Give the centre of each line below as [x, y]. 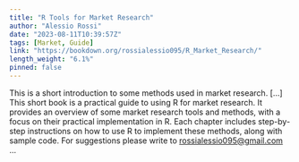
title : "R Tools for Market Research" [81, 17]
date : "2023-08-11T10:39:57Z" [66, 34]
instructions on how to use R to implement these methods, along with [155, 131]
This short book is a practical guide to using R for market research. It [136, 102]
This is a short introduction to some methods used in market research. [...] [146, 93]
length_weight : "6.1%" [51, 59]
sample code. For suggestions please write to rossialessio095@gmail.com [146, 141]
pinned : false [36, 68]
